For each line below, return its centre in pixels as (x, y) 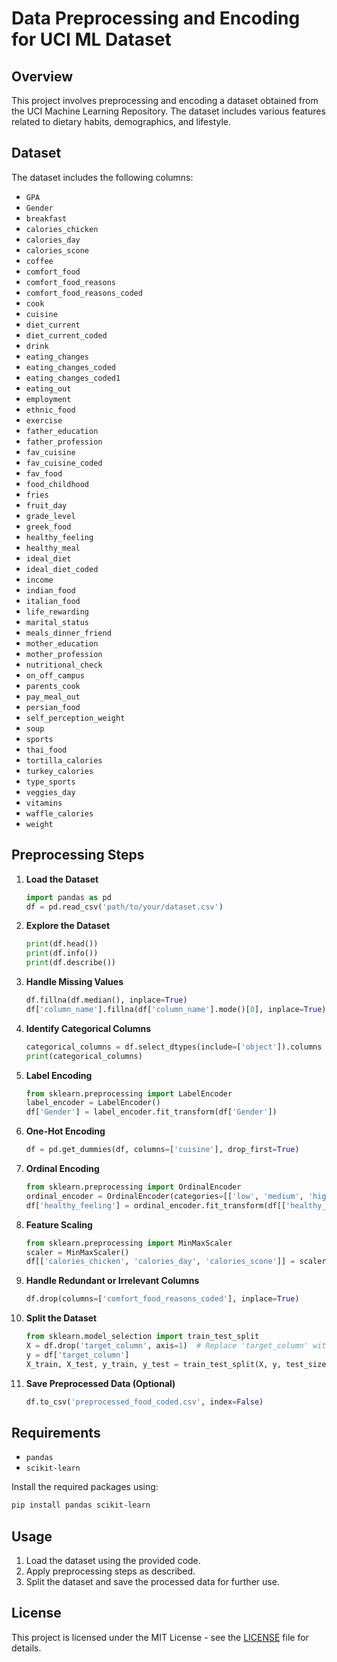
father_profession (64, 442)
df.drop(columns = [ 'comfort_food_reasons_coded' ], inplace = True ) (162, 1299)
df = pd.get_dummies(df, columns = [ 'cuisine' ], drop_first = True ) (162, 1150)
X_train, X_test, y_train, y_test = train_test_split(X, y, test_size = (178, 1364)
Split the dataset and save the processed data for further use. (152, 1581)
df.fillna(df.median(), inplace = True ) (106, 1000)
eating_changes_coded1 (73, 378)
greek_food (48, 527)
